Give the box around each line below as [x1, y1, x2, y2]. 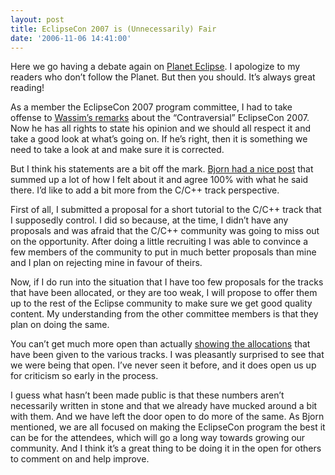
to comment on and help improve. [10, 453, 150, 465]
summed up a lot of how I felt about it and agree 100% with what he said [10, 174, 309, 186]
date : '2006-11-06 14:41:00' [10, 33, 132, 43]
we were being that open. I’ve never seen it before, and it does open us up [10, 359, 317, 371]
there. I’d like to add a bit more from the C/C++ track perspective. [10, 184, 280, 196]
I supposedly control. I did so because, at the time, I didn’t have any [10, 214, 289, 226]
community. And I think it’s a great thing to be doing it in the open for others [10, 442, 322, 455]
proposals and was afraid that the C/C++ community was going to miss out [10, 225, 320, 237]
